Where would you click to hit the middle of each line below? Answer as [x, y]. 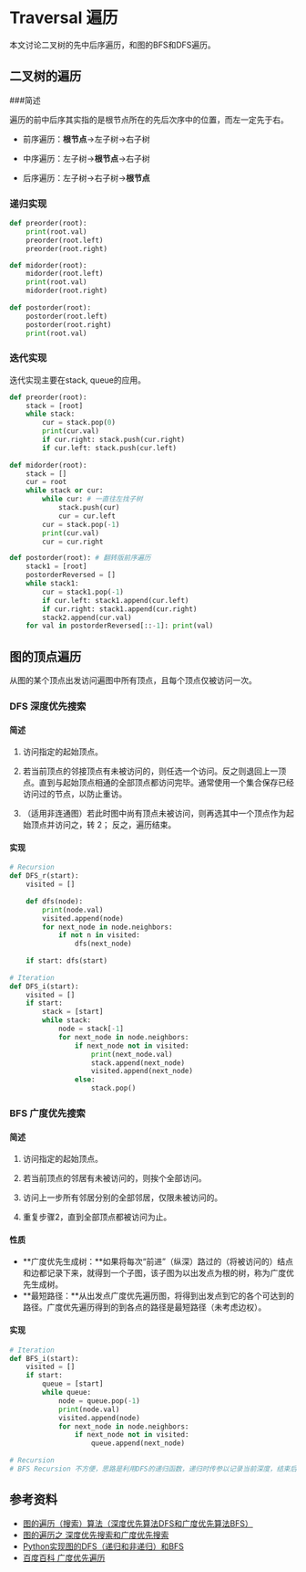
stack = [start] [73, 1012]
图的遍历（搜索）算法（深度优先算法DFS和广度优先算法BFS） [138, 1523]
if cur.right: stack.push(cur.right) [113, 440]
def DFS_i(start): [44, 986]
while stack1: [52, 584]
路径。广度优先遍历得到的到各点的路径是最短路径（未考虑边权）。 [144, 1307]
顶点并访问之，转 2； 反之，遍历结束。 [103, 825]
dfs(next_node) [103, 944]
